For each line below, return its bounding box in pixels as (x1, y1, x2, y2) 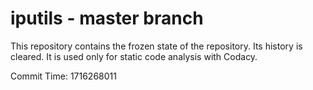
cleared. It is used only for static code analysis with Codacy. (10, 50, 258, 62)
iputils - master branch (10, 7, 204, 30)
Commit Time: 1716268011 (10, 70, 117, 82)
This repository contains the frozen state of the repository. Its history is (10, 40, 303, 52)
